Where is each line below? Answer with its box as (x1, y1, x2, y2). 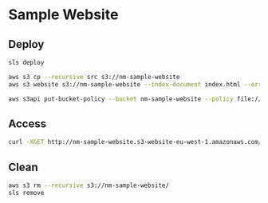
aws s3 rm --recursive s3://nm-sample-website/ (8, 181, 170, 189)
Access (8, 117, 46, 130)
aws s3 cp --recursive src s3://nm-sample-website (8, 73, 180, 81)
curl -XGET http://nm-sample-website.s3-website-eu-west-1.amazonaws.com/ (8, 138, 262, 146)
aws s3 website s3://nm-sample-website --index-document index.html (8, 80, 241, 89)
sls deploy (8, 58, 45, 66)
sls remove (8, 189, 45, 197)
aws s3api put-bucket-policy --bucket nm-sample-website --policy (8, 94, 234, 103)
